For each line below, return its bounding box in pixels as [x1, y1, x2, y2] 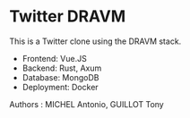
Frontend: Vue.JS [22, 53, 87, 63]
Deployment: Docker [22, 81, 99, 92]
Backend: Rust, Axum [22, 63, 102, 73]
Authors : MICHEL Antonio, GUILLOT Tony [9, 98, 164, 109]
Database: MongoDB [22, 72, 99, 82]
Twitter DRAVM [9, 6, 126, 27]
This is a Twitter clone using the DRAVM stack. [9, 36, 182, 46]
